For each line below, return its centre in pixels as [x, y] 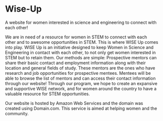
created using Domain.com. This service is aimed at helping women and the [81, 108]
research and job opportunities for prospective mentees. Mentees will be [78, 73]
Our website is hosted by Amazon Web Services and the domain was [74, 103]
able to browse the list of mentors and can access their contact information [80, 78]
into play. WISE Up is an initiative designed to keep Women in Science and [79, 47]
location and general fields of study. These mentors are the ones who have [80, 68]
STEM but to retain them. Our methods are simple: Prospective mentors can [81, 57]
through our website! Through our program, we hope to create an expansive [81, 83]
